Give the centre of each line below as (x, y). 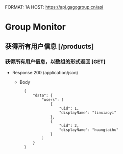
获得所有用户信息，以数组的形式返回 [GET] (55, 62)
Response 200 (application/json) (45, 72)
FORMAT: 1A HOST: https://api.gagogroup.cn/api (54, 7)
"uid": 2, (69, 125)
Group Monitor (36, 27)
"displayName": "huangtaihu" (89, 130)
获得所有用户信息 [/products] (49, 46)
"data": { (43, 95)
